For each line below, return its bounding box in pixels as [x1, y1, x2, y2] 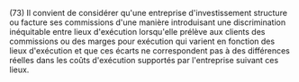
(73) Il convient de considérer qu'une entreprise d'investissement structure [9, 8, 288, 18]
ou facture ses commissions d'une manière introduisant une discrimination [9, 17, 286, 28]
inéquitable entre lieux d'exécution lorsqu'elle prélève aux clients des [9, 27, 266, 37]
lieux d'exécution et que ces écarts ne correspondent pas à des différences [9, 45, 291, 56]
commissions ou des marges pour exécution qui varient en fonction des [9, 36, 276, 46]
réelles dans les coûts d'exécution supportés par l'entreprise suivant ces [9, 55, 279, 65]
